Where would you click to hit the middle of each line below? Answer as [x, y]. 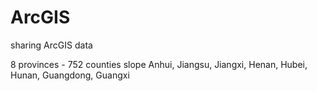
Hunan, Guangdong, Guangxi [70, 75]
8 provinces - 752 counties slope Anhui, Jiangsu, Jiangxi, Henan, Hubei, [159, 64]
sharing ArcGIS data [51, 45]
